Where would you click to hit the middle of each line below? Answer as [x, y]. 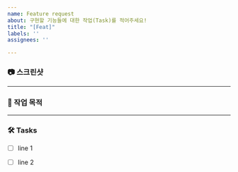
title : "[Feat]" [31, 27]
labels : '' [23, 33]
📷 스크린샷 [25, 73]
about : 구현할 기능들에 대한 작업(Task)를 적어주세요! [77, 20]
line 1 [25, 148]
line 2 [25, 162]
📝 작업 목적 [25, 103]
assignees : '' [28, 40]
